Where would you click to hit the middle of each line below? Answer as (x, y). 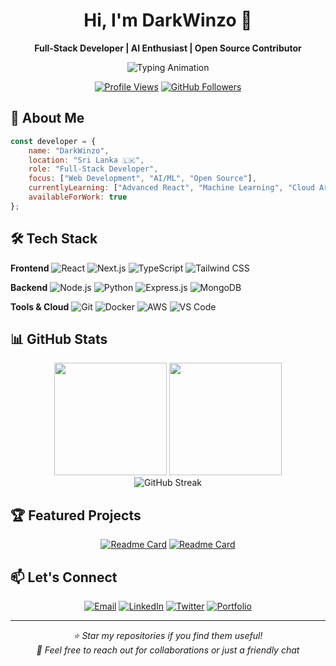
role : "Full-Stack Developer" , (93, 169)
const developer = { (53, 141)
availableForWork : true (78, 197)
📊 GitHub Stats (59, 339)
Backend (29, 287)
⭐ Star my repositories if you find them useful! (168, 635)
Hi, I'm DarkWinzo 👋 (168, 20)
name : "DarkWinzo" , (69, 150)
